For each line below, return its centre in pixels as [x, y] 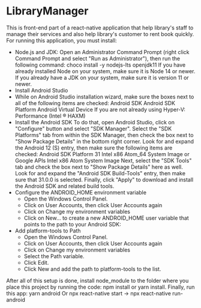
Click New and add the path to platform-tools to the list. [92, 269]
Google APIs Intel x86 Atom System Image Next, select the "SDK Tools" [103, 160]
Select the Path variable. [54, 256]
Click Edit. [36, 262]
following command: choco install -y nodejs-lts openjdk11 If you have [100, 65]
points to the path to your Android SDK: [72, 224]
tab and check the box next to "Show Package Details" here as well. [99, 167]
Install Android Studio [41, 90]
